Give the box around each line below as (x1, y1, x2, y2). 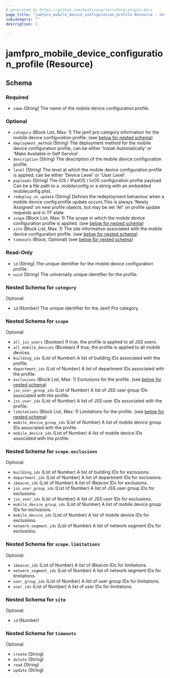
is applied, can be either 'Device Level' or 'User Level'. (13, 172, 127, 178)
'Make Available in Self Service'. (13, 151, 80, 157)
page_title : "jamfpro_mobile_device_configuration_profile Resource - (6, 12, 157, 17)
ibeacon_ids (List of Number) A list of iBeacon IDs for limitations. (13, 562, 148, 568)
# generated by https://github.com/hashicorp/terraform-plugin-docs (6, 7, 153, 13)
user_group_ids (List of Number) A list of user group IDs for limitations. (13, 578, 160, 584)
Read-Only (6, 249, 33, 256)
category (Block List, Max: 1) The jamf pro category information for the (13, 129, 159, 135)
